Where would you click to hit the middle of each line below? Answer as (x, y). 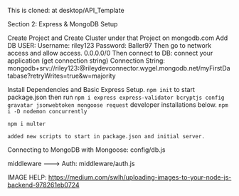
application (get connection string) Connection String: (86, 61)
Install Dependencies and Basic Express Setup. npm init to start (101, 89)
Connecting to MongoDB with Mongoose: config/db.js (86, 150)
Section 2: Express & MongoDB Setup (63, 24)
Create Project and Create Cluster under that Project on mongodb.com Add (118, 38)
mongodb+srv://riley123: (44, 68)
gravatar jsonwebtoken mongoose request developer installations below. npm (118, 105)
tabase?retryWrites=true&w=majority (62, 76)
